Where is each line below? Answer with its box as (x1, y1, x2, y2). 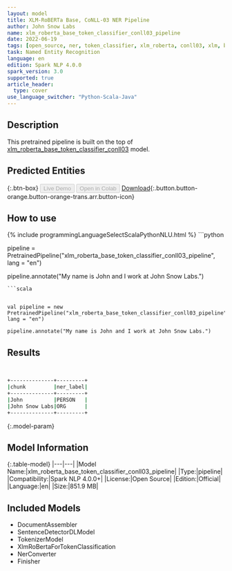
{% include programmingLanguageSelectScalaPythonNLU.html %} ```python (7, 231, 224, 239)
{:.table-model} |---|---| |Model (7, 460, 97, 469)
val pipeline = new (7, 303, 64, 311)
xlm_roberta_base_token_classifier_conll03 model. (7, 144, 151, 153)
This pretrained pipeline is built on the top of (7, 138, 133, 146)
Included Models (7, 502, 81, 514)
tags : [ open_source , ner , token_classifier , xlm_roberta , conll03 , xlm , (7, 42, 221, 49)
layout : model (7, 10, 48, 17)
